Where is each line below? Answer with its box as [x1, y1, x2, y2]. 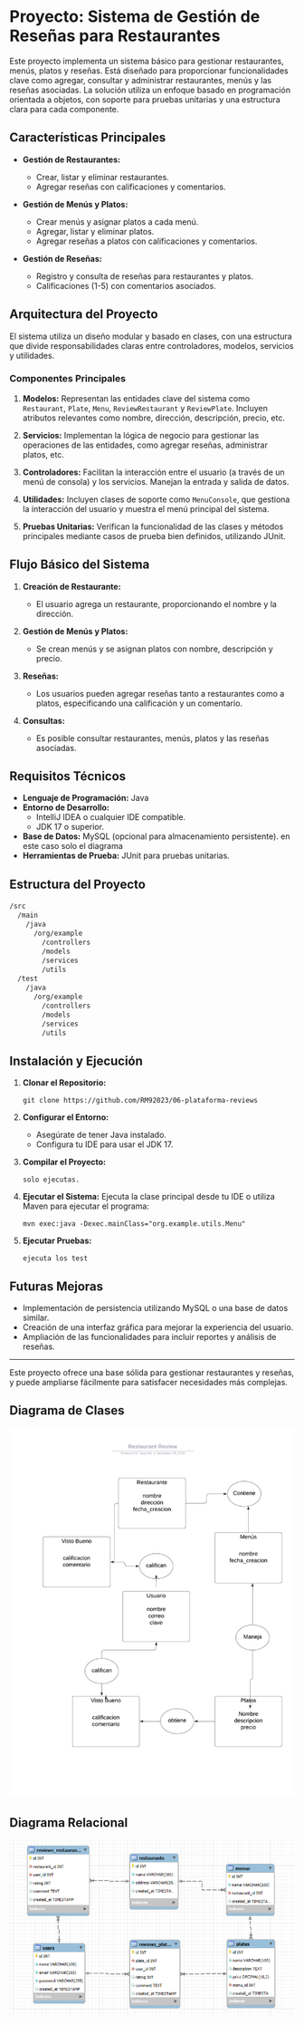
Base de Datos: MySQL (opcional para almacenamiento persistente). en [22, 831, 290, 842]
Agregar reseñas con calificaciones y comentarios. [35, 181, 226, 192]
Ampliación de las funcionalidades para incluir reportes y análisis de [22, 1331, 277, 1342]
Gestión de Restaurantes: [22, 154, 120, 165]
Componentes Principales [9, 372, 127, 385]
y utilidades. [9, 350, 55, 361]
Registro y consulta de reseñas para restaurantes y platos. [35, 270, 254, 282]
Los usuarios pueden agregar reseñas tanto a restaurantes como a [35, 688, 285, 699]
